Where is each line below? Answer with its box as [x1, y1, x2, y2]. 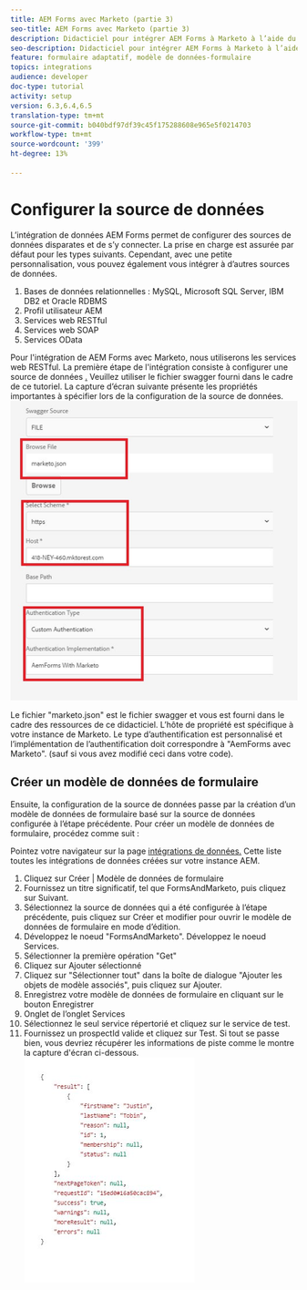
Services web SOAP [23, 324, 99, 335]
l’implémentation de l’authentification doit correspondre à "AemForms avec [10, 738, 292, 749]
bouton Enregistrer [23, 998, 95, 1009]
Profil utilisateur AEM [23, 305, 103, 316]
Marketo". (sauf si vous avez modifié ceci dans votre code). [10, 748, 234, 759]
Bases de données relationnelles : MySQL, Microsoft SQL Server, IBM [23, 285, 284, 296]
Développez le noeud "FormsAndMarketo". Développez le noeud [23, 930, 267, 942]
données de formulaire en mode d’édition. [23, 921, 181, 932]
